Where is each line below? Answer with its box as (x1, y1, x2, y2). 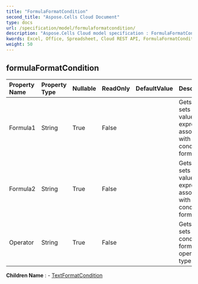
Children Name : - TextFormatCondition (6, 272, 103, 279)
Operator (9, 238, 34, 246)
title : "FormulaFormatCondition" (6, 8, 88, 15)
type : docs (6, 19, 33, 25)
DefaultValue (135, 84, 173, 92)
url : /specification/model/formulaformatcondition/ (6, 25, 136, 31)
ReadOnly (102, 84, 130, 92)
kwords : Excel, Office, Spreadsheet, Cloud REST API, (6, 36, 141, 42)
